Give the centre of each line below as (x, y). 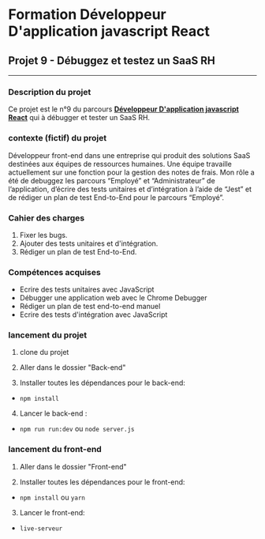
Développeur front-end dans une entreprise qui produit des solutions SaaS (129, 155)
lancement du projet (48, 335)
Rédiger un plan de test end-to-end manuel (90, 307)
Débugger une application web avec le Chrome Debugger (113, 298)
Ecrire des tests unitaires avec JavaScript (87, 289)
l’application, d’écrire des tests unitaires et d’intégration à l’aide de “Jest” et (130, 189)
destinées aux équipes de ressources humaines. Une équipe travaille (120, 164)
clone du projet (44, 352)
